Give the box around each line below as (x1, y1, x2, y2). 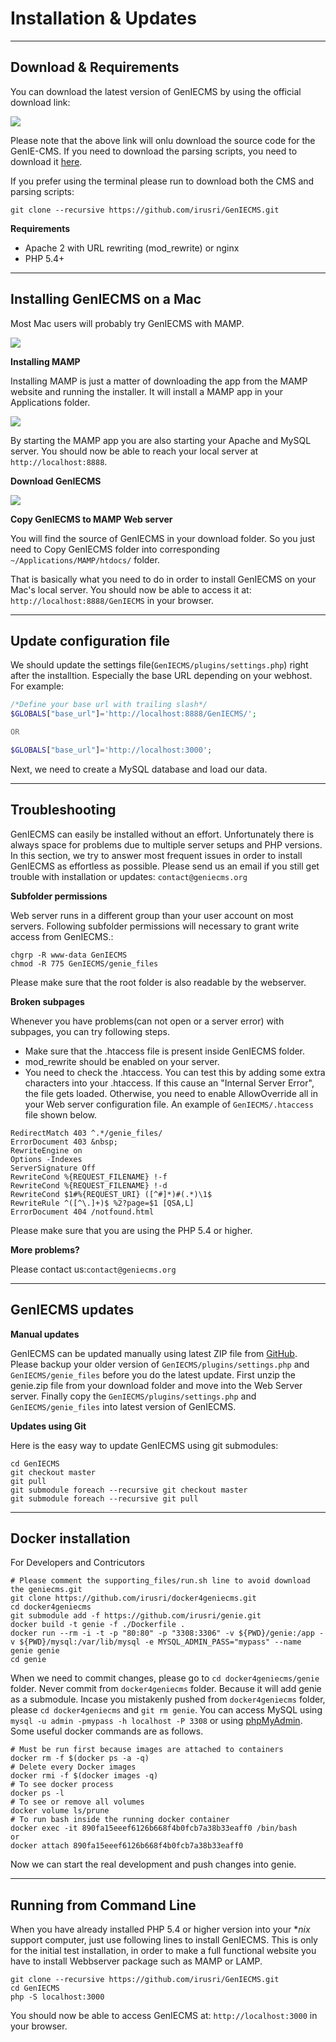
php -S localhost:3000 (10, 1992, 105, 2002)
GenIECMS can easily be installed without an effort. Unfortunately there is (10, 828, 315, 840)
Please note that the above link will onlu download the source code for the (10, 134, 316, 146)
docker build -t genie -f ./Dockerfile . (10, 1620, 186, 1630)
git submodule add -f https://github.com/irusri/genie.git (10, 1611, 262, 1621)
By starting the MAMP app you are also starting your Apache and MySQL (10, 434, 312, 446)
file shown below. (24, 1108, 98, 1121)
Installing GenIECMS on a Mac (10, 291, 202, 308)
